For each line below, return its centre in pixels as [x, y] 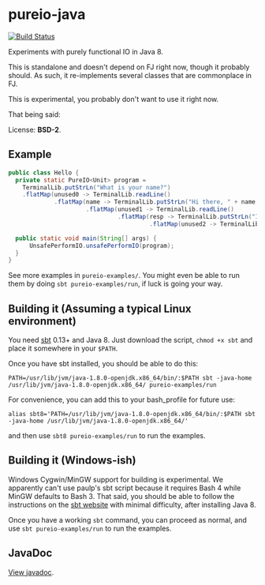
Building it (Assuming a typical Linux [100, 308]
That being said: [34, 114]
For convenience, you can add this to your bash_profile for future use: [121, 399]
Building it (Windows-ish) [72, 461]
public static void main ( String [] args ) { [86, 238]
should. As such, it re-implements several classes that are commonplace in [130, 75]
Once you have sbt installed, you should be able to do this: [103, 364]
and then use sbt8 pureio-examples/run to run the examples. [107, 436]
